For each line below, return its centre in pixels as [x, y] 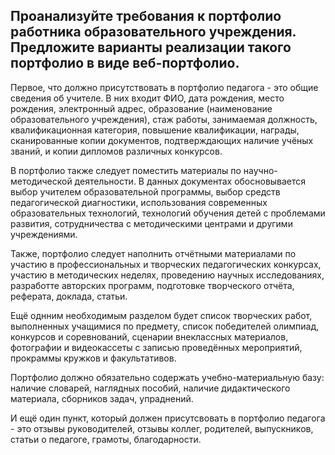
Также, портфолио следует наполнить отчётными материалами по [153, 253]
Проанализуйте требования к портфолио [146, 16]
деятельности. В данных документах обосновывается [190, 181]
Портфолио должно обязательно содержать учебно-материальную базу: [167, 377]
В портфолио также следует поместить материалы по [126, 170]
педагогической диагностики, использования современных [139, 202]
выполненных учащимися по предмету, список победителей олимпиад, [165, 326]
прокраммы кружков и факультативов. [93, 358]
